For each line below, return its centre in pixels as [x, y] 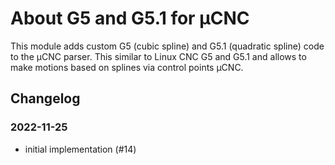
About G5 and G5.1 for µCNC [130, 18]
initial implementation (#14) [80, 149]
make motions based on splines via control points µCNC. [127, 67]
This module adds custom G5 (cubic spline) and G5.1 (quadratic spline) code [167, 46]
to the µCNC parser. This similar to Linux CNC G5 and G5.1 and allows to [158, 56]
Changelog [45, 98]
